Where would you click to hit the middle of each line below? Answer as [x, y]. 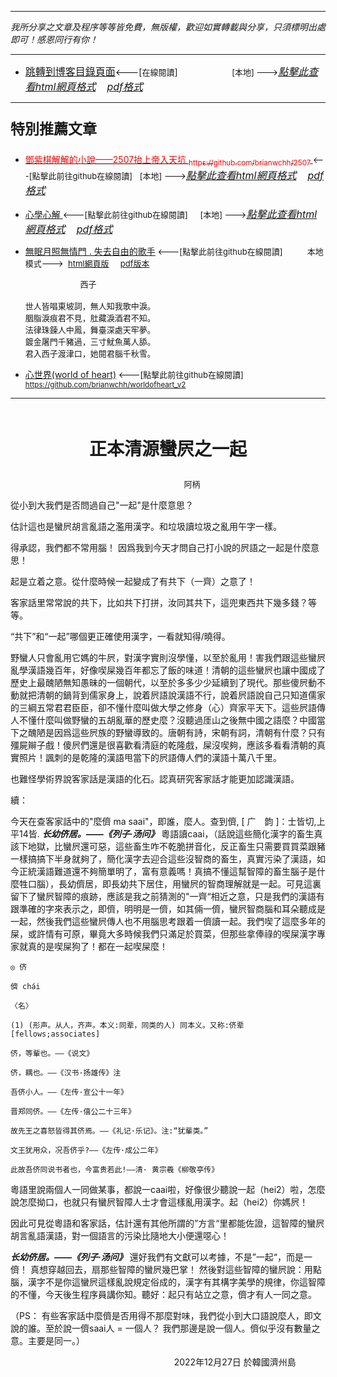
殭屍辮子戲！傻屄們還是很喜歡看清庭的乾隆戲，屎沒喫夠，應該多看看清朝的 [163, 745]
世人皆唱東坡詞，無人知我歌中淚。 [90, 305]
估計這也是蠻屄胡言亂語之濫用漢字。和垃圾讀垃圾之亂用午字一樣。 [146, 526]
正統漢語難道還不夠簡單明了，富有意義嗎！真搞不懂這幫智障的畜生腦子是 [167, 871]
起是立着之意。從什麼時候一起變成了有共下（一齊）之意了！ [133, 581]
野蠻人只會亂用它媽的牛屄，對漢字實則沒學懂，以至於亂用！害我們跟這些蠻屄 [168, 657]
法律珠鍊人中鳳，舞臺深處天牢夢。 [90, 329]
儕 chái [25, 986]
